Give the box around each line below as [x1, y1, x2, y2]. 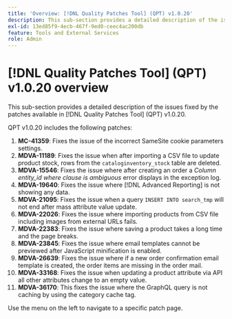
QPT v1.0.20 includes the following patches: [8, 123, 133, 132]
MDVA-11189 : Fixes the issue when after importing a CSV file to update [17, 152, 220, 160]
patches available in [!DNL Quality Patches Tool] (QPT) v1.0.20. [8, 110, 187, 119]
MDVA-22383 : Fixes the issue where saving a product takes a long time [17, 225, 223, 233]
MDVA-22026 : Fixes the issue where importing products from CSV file [17, 210, 219, 218]
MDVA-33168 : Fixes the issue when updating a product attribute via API [17, 269, 223, 277]
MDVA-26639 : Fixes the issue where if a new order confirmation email [17, 254, 219, 263]
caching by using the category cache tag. [17, 291, 136, 299]
